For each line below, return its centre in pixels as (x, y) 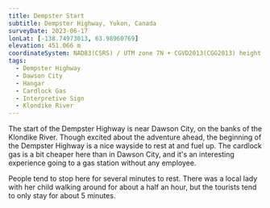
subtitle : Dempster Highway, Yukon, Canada (83, 23)
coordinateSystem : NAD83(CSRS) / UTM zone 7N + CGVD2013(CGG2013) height (135, 53)
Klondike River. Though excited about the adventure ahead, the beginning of (135, 137)
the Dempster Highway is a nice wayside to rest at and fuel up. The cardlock (135, 146)
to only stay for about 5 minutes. (62, 196)
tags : (17, 61)
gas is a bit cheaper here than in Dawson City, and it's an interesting (122, 155)
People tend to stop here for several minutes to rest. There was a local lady (133, 179)
